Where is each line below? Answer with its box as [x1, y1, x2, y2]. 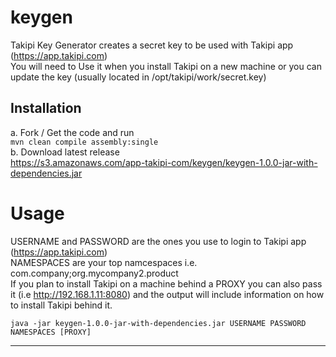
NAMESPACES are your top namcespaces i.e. [10, 256, 198, 268]
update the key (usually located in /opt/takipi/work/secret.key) [10, 71, 267, 83]
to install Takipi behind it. [10, 299, 113, 311]
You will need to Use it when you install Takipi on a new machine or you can [10, 60, 322, 72]
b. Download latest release [10, 146, 120, 158]
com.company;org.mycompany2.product [10, 267, 179, 279]
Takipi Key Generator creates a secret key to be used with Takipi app [10, 39, 294, 51]
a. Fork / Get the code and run [10, 126, 135, 138]
